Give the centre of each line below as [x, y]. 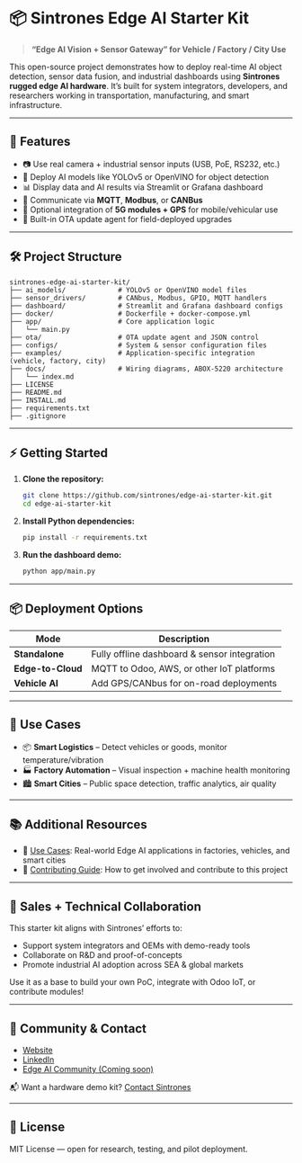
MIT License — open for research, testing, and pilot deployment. [129, 1149]
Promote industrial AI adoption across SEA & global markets [133, 965]
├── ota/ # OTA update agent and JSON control [134, 337]
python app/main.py [59, 571]
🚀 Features [40, 142]
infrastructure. [36, 104]
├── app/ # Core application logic [112, 321]
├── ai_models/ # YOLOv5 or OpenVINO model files [128, 290]
